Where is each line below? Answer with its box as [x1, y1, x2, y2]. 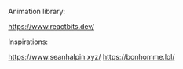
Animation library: [8, 7, 65, 16]
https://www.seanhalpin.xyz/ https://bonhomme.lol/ [8, 53, 175, 61]
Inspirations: [8, 37, 49, 46]
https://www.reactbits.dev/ [8, 22, 95, 31]
